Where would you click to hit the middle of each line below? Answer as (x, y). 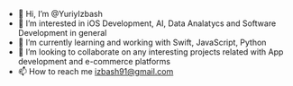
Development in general (62, 33)
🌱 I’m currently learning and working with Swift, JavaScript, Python (142, 42)
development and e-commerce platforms (94, 61)
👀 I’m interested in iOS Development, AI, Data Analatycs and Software (147, 23)
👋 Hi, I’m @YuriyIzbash (60, 14)
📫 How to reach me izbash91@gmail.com (96, 71)
